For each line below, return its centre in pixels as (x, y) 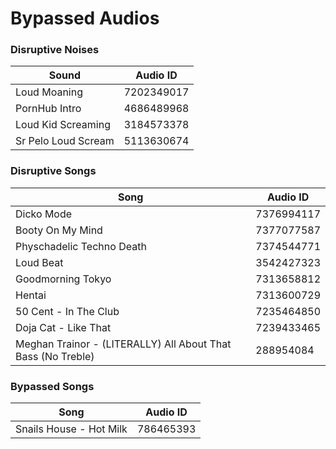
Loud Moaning (49, 92)
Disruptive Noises (55, 50)
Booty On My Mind (59, 230)
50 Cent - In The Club (67, 311)
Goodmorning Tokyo (63, 279)
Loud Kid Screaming (63, 125)
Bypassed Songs (52, 386)
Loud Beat (39, 262)
